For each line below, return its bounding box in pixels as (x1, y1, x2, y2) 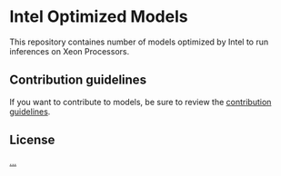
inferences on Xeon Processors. (9, 45, 130, 56)
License (9, 132, 55, 148)
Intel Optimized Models (9, 6, 188, 27)
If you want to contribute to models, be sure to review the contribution (9, 96, 272, 107)
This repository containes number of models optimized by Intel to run (9, 36, 269, 47)
